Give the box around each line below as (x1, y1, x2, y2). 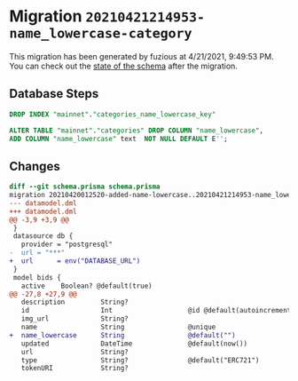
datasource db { (12, 232, 74, 241)
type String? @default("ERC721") (20, 355, 260, 365)
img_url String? (20, 314, 129, 323)
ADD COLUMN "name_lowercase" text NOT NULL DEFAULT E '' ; (9, 134, 228, 143)
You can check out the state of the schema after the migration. (9, 60, 238, 71)
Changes (9, 158, 60, 174)
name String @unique (20, 322, 216, 332)
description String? (20, 298, 129, 307)
